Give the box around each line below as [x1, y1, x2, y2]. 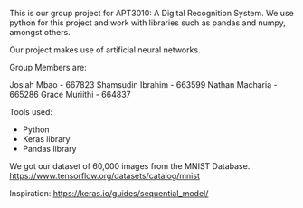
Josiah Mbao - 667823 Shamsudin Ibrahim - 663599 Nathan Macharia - [9, 80, 278, 90]
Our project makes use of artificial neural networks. [9, 44, 201, 55]
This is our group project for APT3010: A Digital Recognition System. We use [9, 8, 294, 18]
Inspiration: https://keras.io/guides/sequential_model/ [9, 188, 209, 198]
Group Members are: [9, 62, 88, 72]
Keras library [22, 134, 71, 144]
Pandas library [22, 144, 77, 154]
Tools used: [9, 107, 52, 117]
